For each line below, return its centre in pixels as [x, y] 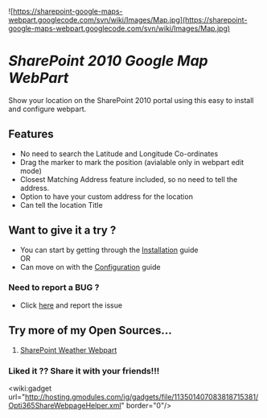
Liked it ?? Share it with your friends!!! [84, 370]
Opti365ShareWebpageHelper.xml [65, 405]
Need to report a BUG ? [54, 288]
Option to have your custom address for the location [106, 197]
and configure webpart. [47, 109]
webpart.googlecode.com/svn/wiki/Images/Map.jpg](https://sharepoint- [128, 20]
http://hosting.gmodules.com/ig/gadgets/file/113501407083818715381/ [142, 396]
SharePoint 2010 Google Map [109, 61]
